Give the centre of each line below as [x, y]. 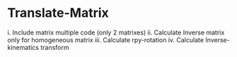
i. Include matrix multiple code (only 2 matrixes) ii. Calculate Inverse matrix [116, 32]
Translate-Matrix [58, 13]
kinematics [23, 47]
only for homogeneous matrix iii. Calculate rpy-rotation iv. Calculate [105, 39]
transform [54, 47]
